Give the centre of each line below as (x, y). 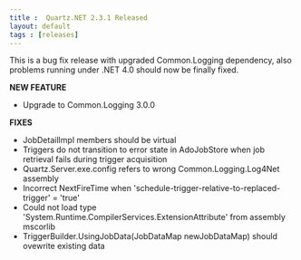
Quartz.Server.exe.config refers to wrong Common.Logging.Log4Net (151, 169)
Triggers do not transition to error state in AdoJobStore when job (144, 149)
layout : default (40, 26)
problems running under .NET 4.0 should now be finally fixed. (124, 70)
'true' (70, 198)
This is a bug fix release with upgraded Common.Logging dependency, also (151, 61)
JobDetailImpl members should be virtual (99, 140)
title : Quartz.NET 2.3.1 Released (78, 18)
